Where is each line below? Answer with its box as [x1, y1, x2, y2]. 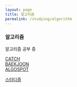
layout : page [5, 7, 32, 12]
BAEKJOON [5, 61, 29, 67]
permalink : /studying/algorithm [5, 16, 72, 21]
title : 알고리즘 [5, 12, 35, 17]
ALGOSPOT [5, 66, 29, 72]
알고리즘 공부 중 [5, 45, 36, 52]
